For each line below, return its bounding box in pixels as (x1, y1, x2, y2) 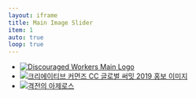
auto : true (8, 33, 44, 42)
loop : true (8, 41, 44, 49)
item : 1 (8, 26, 34, 34)
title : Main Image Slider (8, 19, 93, 27)
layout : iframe (8, 11, 58, 20)
